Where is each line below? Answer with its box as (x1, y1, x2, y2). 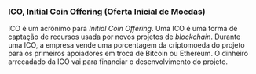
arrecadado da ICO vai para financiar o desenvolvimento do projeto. (8, 57, 229, 66)
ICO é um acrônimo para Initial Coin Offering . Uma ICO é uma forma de (8, 24, 238, 33)
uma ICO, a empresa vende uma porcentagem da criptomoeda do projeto (8, 41, 245, 50)
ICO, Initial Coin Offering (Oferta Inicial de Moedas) (8, 6, 206, 17)
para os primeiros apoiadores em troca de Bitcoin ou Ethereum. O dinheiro (8, 49, 249, 58)
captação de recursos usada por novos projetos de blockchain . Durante (8, 32, 241, 41)
